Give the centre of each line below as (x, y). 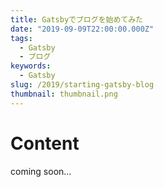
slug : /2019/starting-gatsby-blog (82, 85)
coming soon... (41, 171)
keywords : (31, 66)
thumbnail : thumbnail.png (64, 94)
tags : (21, 38)
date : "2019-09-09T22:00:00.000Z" (82, 29)
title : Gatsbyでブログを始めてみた (76, 19)
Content (45, 143)
